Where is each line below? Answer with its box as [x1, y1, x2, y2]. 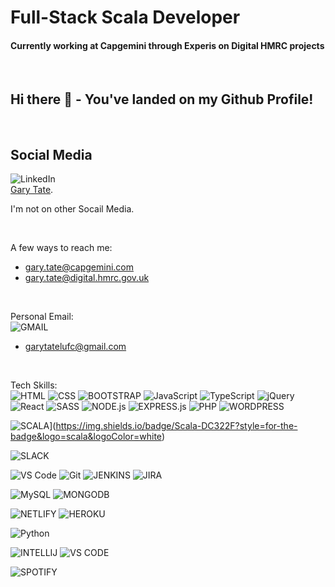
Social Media [10, 146, 93, 163]
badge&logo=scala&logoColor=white [10, 431, 162, 443]
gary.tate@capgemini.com [24, 261, 134, 273]
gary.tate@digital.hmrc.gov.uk [24, 272, 150, 284]
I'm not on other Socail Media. [10, 203, 135, 215]
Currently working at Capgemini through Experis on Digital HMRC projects [10, 39, 325, 51]
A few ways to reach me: [10, 242, 113, 254]
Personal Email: [10, 311, 74, 323]
